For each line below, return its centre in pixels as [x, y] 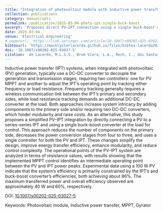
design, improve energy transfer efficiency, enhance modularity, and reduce [81, 145]
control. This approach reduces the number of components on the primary [79, 130]
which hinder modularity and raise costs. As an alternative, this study [74, 115]
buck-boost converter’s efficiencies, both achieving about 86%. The [73, 176]
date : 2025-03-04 [23, 32]
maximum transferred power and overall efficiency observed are [69, 182]
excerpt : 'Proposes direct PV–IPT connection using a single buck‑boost [80, 28]
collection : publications [31, 14]
